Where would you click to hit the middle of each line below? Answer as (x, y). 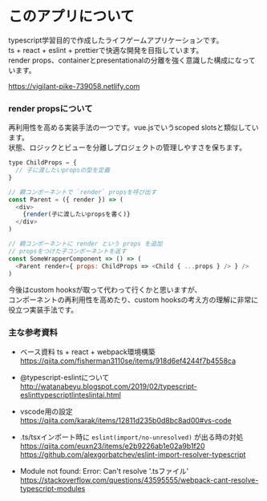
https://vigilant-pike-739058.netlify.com (74, 86)
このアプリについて (71, 16)
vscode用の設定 (47, 411)
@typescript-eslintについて (65, 377)
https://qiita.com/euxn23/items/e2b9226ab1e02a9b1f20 (112, 446)
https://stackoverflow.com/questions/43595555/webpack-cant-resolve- (139, 480)
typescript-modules (53, 488)
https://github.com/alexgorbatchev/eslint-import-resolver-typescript (133, 455)
